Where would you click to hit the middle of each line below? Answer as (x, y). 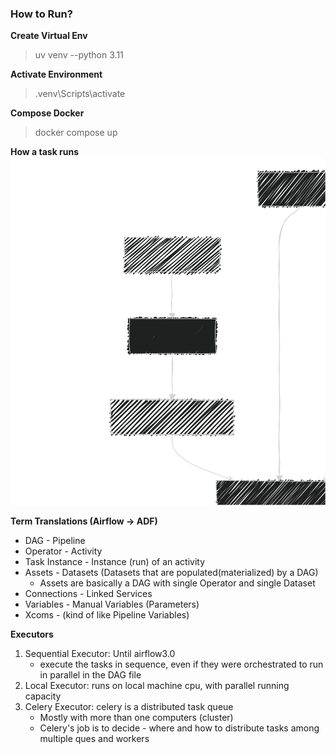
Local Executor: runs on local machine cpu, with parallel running (157, 686)
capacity (43, 696)
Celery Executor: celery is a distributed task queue (129, 707)
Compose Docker (47, 113)
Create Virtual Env (49, 36)
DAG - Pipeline (55, 541)
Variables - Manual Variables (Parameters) (112, 604)
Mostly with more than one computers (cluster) (136, 718)
